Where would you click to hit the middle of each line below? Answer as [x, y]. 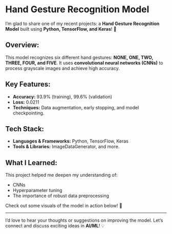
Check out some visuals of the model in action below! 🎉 [64, 206]
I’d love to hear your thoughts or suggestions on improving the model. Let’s [84, 220]
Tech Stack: [25, 129]
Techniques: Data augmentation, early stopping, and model [76, 107]
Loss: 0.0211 [26, 102]
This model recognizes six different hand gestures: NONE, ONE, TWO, [79, 57]
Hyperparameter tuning [37, 191]
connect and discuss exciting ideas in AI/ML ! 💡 [55, 226]
